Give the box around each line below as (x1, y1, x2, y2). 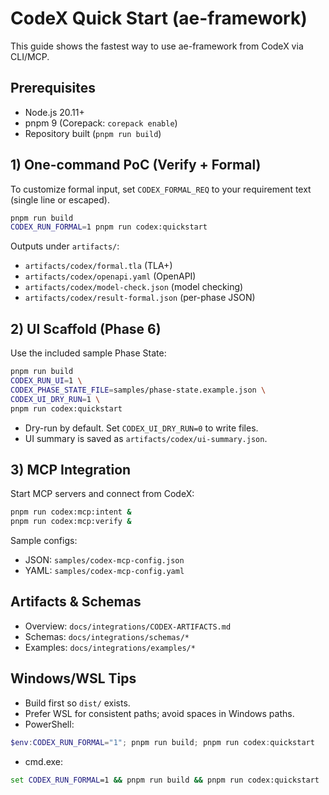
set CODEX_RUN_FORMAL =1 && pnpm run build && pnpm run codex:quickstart (10, 775, 320, 785)
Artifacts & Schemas (10, 593, 142, 611)
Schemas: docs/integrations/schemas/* (24, 630, 190, 642)
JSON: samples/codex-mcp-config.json (24, 554, 185, 566)
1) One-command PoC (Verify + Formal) (10, 157, 262, 174)
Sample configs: (10, 535, 78, 547)
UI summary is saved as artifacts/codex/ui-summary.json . (24, 432, 268, 444)
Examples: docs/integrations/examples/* (24, 641, 196, 653)
